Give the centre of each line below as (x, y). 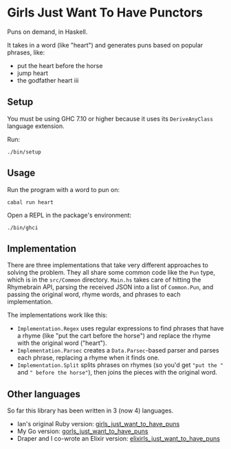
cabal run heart (30, 202)
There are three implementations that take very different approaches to (108, 265)
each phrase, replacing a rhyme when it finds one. (88, 358)
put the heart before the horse (60, 65)
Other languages (44, 394)
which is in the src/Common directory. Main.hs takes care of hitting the (104, 280)
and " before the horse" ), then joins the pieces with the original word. (117, 373)
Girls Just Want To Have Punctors (105, 13)
